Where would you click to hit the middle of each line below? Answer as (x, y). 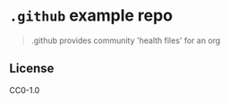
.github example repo (91, 16)
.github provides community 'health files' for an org (126, 40)
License (32, 69)
